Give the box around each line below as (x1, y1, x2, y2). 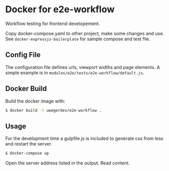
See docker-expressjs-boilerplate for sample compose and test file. (5, 36, 151, 42)
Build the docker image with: (5, 98, 65, 104)
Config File (5, 51, 41, 59)
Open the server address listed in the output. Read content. (5, 160, 130, 166)
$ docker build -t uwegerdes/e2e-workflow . (5, 108, 102, 113)
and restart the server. (5, 141, 52, 147)
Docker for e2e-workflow (5, 4, 115, 15)
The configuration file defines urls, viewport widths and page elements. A (5, 64, 160, 70)
